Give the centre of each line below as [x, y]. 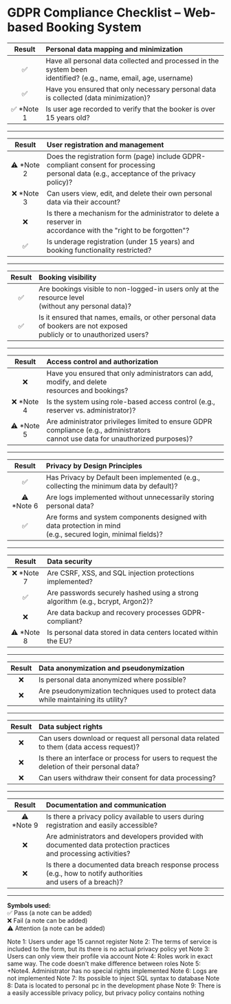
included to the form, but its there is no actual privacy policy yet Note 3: [109, 949]
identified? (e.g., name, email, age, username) [120, 78]
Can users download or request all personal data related [129, 738]
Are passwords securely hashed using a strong [123, 592]
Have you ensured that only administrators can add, [130, 373]
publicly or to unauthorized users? [94, 334]
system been [67, 69]
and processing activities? [88, 853]
